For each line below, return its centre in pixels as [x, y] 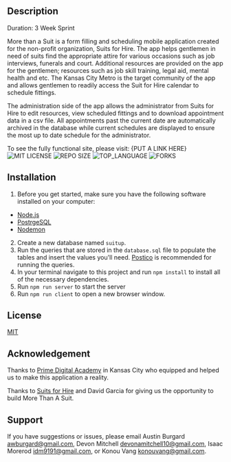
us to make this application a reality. [58, 377]
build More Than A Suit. [41, 398]
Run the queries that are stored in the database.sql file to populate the [117, 250]
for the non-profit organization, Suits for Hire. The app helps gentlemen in [111, 48]
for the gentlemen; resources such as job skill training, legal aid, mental [108, 70]
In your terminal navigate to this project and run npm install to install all [119, 272]
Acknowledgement [49, 354]
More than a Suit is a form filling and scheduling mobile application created [113, 41]
